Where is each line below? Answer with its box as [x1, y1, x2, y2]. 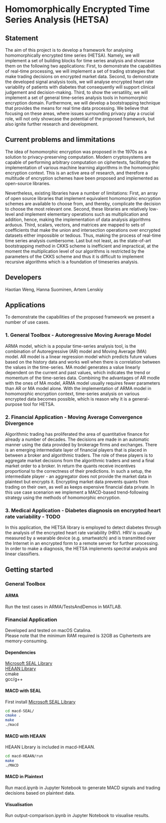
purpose [5, 401, 22, 407]
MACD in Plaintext [5, 774, 44, 780]
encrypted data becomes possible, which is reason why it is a [5, 396, 131, 402]
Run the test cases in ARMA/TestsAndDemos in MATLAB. [5, 604, 122, 610]
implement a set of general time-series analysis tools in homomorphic [5, 95, 148, 101]
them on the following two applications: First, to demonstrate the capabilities [5, 63, 162, 69]
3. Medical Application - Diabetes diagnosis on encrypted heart [5, 507, 161, 514]
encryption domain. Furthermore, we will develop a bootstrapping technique [5, 100, 161, 105]
